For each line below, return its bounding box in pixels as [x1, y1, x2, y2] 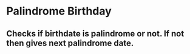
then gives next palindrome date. [6, 38, 134, 48]
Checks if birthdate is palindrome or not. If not [6, 29, 185, 39]
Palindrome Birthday [6, 4, 112, 18]
